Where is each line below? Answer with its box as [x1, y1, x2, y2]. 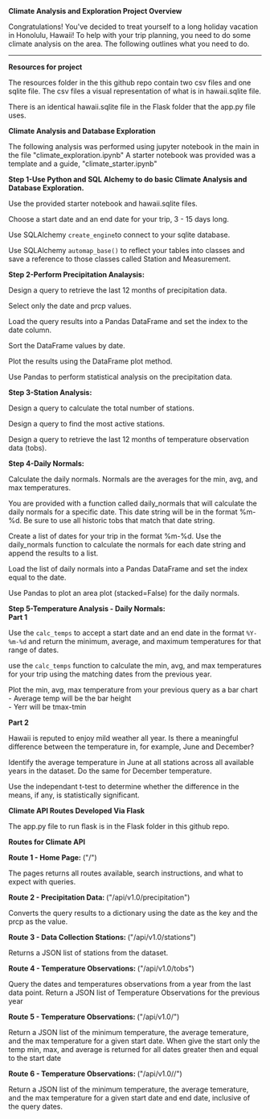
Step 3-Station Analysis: [8, 388, 92, 397]
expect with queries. [8, 877, 76, 886]
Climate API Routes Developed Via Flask [8, 806, 145, 815]
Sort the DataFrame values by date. [8, 341, 126, 350]
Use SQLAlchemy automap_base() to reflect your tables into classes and [8, 246, 245, 255]
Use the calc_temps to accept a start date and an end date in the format [8, 628, 245, 638]
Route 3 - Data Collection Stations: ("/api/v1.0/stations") [8, 933, 197, 942]
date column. [8, 325, 52, 335]
